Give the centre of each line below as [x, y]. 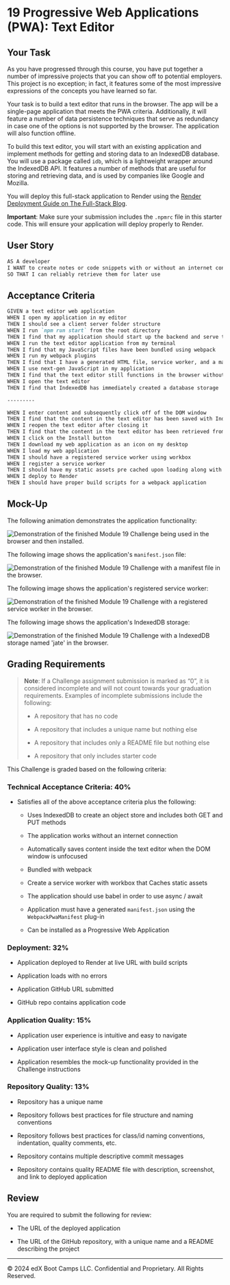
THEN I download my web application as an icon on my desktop [98, 444]
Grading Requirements [56, 664]
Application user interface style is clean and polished [92, 1048]
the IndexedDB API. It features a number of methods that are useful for [107, 168]
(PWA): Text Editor [61, 27]
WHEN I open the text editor [49, 381]
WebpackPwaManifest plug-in [66, 916]
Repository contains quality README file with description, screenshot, [116, 1169]
